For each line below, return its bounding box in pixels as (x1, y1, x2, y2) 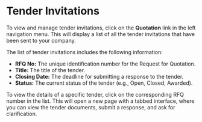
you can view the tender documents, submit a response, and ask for (6, 103, 176, 111)
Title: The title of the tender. (14, 66, 86, 73)
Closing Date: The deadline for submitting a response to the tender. (14, 73, 184, 80)
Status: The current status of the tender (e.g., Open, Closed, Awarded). (14, 79, 193, 87)
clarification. (6, 110, 37, 117)
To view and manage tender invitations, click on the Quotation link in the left (6, 24, 196, 31)
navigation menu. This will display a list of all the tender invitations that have (6, 30, 195, 37)
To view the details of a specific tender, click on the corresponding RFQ (6, 91, 184, 98)
